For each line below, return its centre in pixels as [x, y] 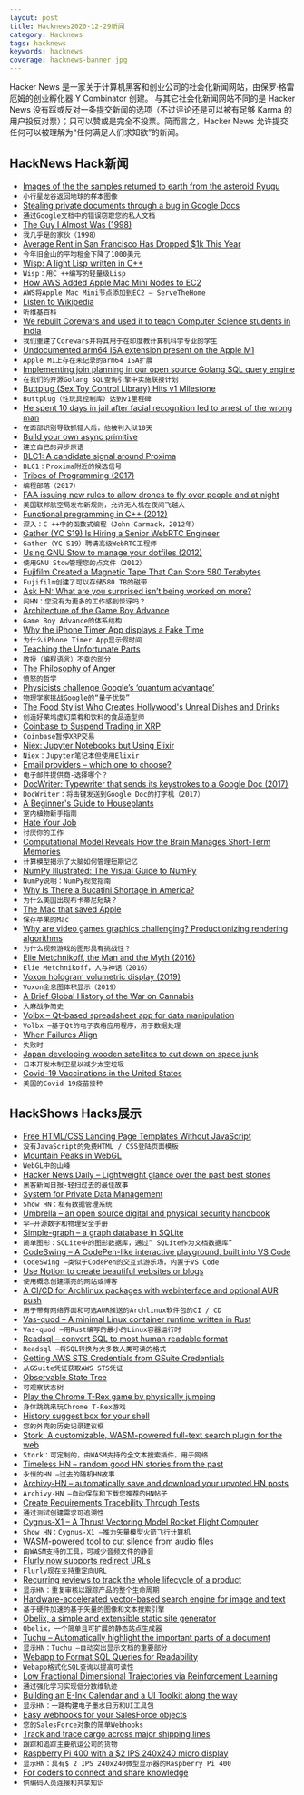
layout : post [34, 18]
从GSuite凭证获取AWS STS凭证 [73, 1368]
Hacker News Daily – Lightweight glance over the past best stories [147, 1174]
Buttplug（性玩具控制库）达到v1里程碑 [87, 399]
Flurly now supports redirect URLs [87, 1560]
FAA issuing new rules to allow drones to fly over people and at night [151, 495]
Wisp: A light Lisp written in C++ [83, 263]
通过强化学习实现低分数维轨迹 [70, 1686]
